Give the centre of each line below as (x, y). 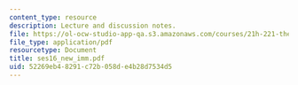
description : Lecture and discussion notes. (93, 26)
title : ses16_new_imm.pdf (57, 58)
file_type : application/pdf (61, 42)
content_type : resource (53, 17)
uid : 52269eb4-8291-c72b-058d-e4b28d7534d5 (91, 67)
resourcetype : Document (53, 50)
